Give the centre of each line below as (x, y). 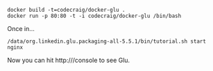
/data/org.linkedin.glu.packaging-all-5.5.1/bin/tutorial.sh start (107, 41)
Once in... (21, 29)
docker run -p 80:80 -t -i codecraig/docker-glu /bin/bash (94, 16)
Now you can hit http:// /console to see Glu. (69, 60)
